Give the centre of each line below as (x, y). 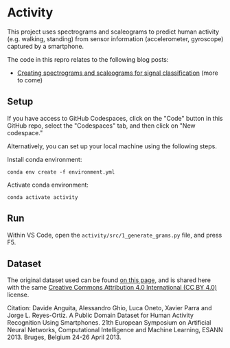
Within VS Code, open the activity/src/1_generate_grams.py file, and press (115, 235)
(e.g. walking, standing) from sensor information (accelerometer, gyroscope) (115, 38)
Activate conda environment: (48, 185)
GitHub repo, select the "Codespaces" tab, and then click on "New (101, 126)
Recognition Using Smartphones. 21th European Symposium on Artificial (109, 323)
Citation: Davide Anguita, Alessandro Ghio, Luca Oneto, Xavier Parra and (110, 308)
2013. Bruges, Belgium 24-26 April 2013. (64, 337)
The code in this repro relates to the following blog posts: (88, 59)
